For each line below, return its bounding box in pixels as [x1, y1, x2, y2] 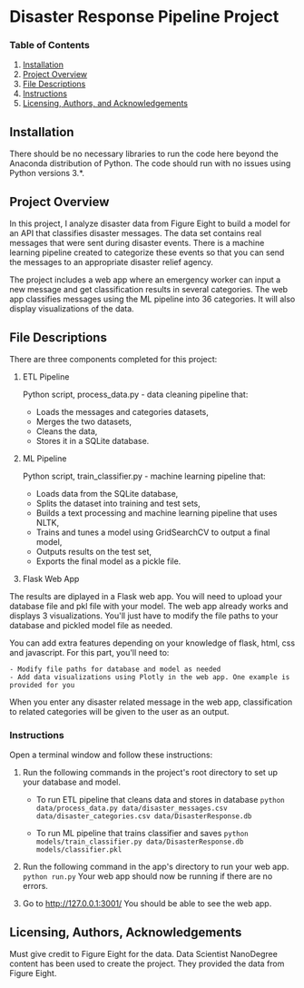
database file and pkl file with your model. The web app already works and [9, 600, 289, 611]
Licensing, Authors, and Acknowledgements [22, 98, 189, 109]
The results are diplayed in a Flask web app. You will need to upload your [9, 590, 283, 601]
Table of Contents [9, 39, 91, 52]
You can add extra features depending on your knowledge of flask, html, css [9, 637, 296, 648]
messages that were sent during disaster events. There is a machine [9, 238, 265, 249]
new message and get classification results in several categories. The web [9, 284, 289, 295]
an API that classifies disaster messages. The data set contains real [9, 228, 261, 239]
